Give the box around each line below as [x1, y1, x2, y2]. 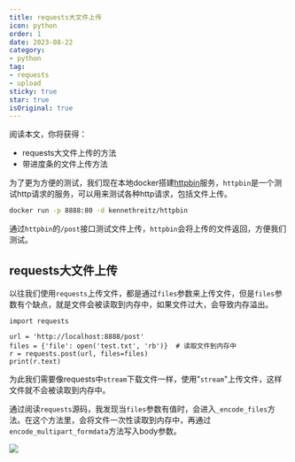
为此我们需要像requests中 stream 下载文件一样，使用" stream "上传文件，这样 [9, 373, 283, 384]
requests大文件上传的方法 [21, 148, 117, 158]
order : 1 [9, 29, 42, 38]
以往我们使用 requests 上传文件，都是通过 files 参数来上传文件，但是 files [9, 288, 275, 298]
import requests [9, 316, 69, 326]
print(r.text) [9, 357, 62, 366]
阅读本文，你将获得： [9, 129, 87, 140]
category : [9, 46, 46, 55]
